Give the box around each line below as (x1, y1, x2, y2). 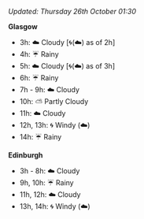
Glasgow (8, 22, 38, 31)
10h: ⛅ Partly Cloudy (19, 97, 89, 106)
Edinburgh (8, 150, 43, 160)
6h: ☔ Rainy (19, 73, 59, 82)
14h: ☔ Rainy (19, 132, 62, 141)
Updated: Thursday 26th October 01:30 (8, 7, 136, 16)
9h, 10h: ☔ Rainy (19, 178, 74, 187)
